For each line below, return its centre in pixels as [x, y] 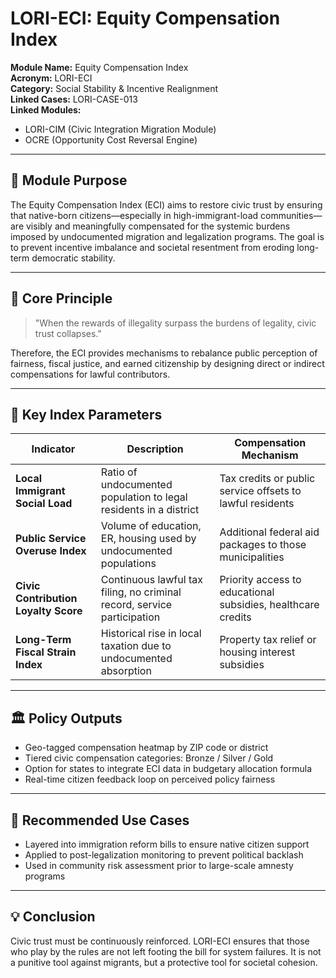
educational [247, 592]
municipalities [252, 557]
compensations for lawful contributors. [90, 374]
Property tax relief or [268, 640]
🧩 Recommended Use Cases [100, 820]
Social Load [44, 504]
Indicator [53, 449]
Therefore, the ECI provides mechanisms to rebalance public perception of [164, 353]
